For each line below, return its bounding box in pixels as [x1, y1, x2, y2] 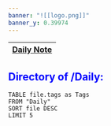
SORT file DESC [8, 105, 58, 113]
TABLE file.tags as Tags [8, 91, 90, 99]
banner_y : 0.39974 [8, 19, 68, 27]
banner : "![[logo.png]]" [8, 11, 90, 20]
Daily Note [12, 44, 53, 55]
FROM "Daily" [8, 98, 51, 106]
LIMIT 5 [8, 112, 34, 120]
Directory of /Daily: [8, 70, 104, 83]
